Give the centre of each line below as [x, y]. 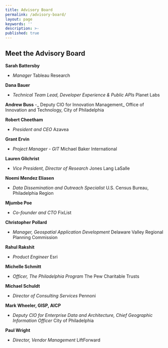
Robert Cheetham [24, 120]
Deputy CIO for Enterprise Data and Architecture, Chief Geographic [82, 315]
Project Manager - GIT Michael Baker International [65, 149]
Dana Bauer [18, 85]
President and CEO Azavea [40, 129]
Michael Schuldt [23, 286]
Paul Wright [18, 330]
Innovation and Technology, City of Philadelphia [55, 110]
